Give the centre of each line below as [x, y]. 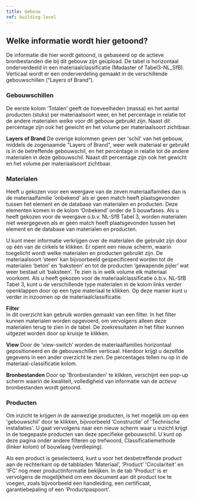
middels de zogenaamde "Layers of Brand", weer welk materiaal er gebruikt [98, 144]
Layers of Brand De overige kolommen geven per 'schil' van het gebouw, [95, 138]
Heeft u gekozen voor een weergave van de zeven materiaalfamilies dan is [96, 191]
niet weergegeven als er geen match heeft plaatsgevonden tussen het [91, 223]
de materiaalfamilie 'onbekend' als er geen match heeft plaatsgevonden [93, 197]
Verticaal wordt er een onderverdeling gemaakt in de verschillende [87, 74]
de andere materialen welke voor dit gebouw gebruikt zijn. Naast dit [88, 121]
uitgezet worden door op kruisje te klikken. [58, 333]
